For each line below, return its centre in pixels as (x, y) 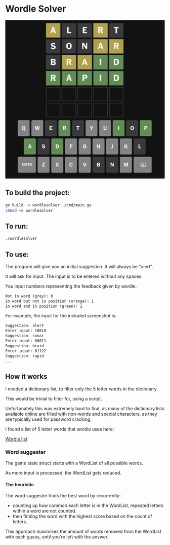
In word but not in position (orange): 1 (50, 301)
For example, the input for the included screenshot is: (61, 316)
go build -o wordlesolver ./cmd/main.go (49, 205)
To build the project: (37, 193)
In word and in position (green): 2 (44, 306)
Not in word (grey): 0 (29, 296)
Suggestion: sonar (25, 336)
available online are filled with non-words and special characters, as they (81, 414)
